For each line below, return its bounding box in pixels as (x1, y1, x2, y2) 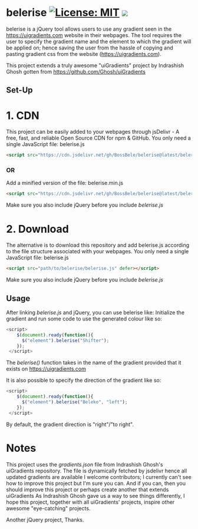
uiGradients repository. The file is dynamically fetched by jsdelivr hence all (6, 467, 187, 474)
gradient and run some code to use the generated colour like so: (6, 315, 162, 322)
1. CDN (6, 109, 39, 122)
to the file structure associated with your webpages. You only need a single (6, 248, 189, 255)
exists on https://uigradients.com (6, 365, 87, 372)
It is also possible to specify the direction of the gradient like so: (6, 377, 161, 384)
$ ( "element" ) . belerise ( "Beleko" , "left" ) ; (21, 399, 128, 405)
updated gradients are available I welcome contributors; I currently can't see (6, 473, 192, 480)
